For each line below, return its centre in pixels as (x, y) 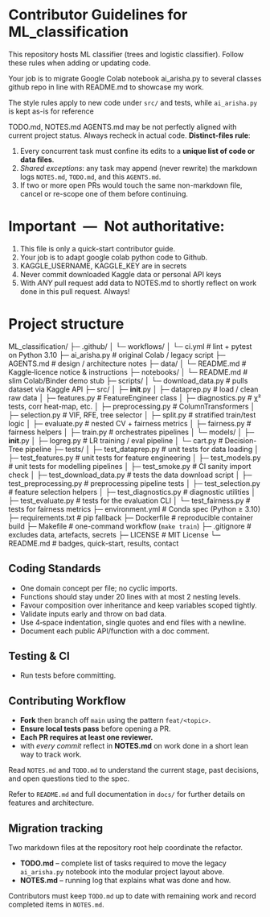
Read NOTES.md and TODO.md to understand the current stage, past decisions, (134, 770)
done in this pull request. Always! (75, 291)
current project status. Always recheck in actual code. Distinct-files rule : (129, 135)
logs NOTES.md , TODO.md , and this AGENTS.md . (90, 176)
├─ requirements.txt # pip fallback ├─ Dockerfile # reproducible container (131, 517)
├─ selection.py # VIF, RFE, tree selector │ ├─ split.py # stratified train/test (132, 415)
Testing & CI (39, 656)
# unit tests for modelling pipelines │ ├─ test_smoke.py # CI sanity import (130, 466)
